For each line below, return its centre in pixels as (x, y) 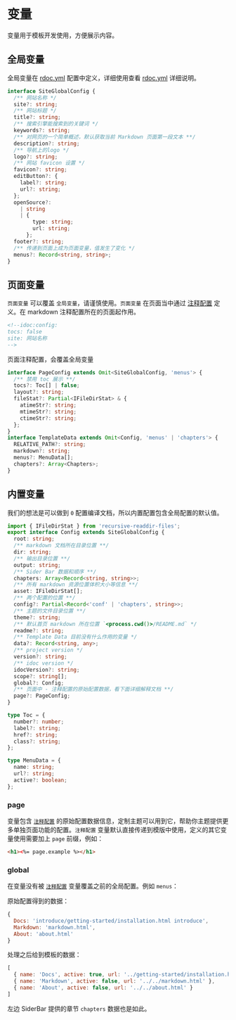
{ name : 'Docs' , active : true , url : (67, 975)
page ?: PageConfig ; (42, 696)
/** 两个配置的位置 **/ (45, 598)
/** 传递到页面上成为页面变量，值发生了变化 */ (74, 248)
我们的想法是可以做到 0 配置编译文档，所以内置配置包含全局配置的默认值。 (115, 512)
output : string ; (37, 565)
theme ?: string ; (37, 617)
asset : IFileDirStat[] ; (48, 592)
